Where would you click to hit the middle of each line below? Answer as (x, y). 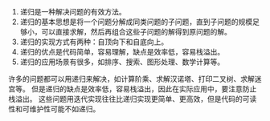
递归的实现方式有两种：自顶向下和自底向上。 (94, 42)
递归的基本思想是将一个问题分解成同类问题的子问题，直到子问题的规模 (136, 22)
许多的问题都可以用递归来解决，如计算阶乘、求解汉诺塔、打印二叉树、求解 (131, 79)
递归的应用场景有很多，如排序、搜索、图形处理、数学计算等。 (122, 62)
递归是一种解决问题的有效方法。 (73, 12)
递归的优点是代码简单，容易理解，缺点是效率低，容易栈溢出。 (122, 52)
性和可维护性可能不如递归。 (54, 109)
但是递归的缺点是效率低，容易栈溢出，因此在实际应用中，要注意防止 (144, 89)
